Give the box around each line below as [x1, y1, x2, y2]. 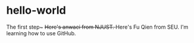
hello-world [6, 4, 67, 17]
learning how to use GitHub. [6, 29, 76, 36]
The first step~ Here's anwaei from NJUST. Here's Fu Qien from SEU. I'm [6, 23, 189, 30]
